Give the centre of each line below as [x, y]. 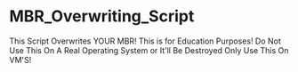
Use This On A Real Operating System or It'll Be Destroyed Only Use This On [149, 50]
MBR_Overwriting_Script [102, 16]
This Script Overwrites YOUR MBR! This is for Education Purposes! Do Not [145, 41]
